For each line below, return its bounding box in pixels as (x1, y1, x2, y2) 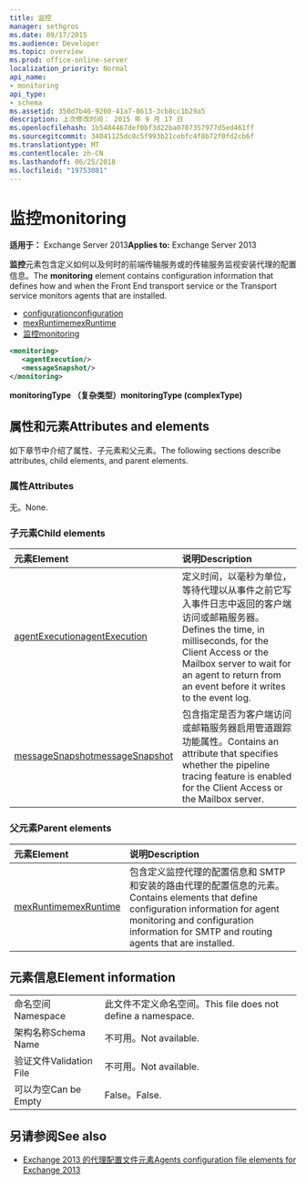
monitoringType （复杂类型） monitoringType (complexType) (9, 389, 243, 401)
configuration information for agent (128, 903, 280, 915)
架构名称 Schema (14, 1026, 87, 1039)
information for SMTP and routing (128, 925, 273, 938)
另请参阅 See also (9, 1128, 107, 1144)
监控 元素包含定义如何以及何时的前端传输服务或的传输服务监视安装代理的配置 (9, 259, 297, 270)
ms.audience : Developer (9, 38, 100, 48)
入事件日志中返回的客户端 (181, 597, 292, 610)
